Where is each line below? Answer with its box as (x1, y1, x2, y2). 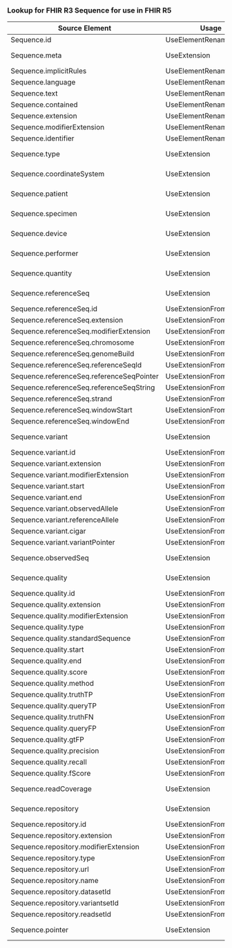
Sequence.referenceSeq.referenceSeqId (10, 361, 142, 370)
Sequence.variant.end (10, 493, 82, 502)
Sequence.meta (10, 51, 62, 60)
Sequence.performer (10, 248, 79, 258)
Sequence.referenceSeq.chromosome (10, 338, 135, 347)
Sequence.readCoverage (10, 784, 92, 794)
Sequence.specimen (10, 209, 77, 219)
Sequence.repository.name (10, 876, 99, 886)
